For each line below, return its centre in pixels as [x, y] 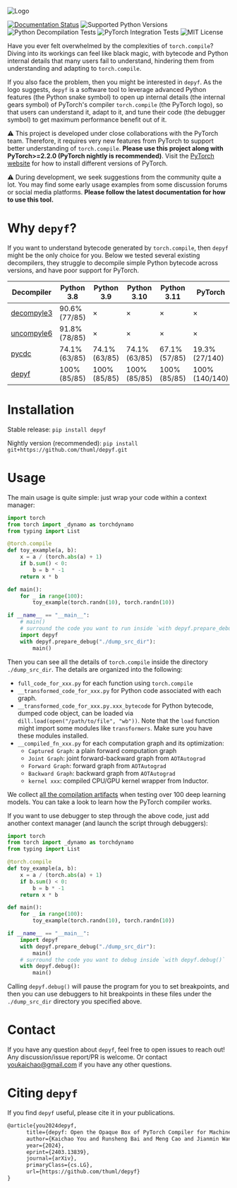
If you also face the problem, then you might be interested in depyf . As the [115, 82]
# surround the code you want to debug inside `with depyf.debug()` [123, 960]
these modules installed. [53, 735]
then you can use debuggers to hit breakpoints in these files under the [109, 994]
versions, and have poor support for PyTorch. [73, 270]
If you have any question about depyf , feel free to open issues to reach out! [116, 1049]
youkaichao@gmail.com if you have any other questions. [90, 1065]
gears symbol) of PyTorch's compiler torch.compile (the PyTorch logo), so [115, 105]
